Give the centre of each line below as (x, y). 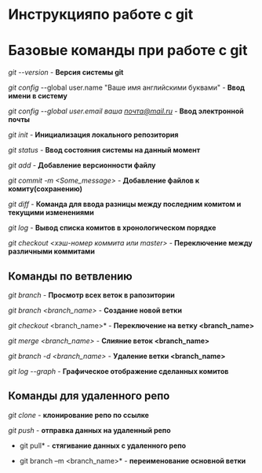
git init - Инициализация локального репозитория (93, 135)
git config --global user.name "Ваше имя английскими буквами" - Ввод (127, 87)
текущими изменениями (51, 212)
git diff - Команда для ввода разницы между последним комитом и (125, 204)
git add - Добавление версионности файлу (82, 165)
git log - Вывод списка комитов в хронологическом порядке (112, 228)
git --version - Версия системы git (66, 72)
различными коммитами (52, 251)
